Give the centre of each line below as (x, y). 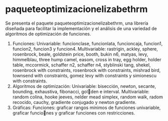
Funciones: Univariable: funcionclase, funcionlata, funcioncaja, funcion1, (88, 43)
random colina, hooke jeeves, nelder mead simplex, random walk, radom (88, 97)
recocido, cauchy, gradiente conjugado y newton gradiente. (74, 102)
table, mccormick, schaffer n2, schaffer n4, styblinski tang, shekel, (81, 65)
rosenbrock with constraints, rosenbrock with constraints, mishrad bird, (87, 70)
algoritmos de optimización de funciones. (48, 34)
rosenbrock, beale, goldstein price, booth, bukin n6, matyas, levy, (80, 54)
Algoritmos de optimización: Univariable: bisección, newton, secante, (84, 86)
